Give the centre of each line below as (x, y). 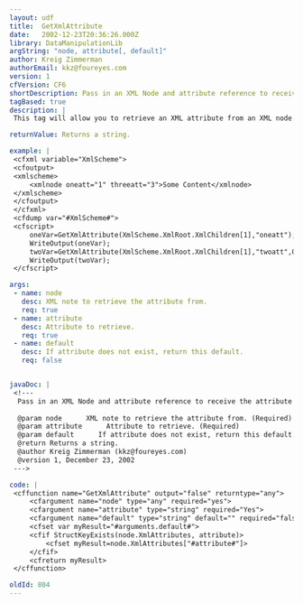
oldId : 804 (30, 585)
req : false (42, 361)
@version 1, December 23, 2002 (76, 460)
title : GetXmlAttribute (56, 26)
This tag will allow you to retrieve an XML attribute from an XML (142, 118)
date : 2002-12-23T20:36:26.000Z (74, 34)
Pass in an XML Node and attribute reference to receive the (135, 401)
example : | (30, 151)
